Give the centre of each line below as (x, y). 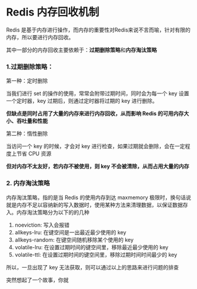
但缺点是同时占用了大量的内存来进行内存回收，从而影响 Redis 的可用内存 (95, 114)
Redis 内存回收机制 (53, 12)
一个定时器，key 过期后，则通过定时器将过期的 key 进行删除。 (82, 101)
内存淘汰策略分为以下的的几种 (53, 212)
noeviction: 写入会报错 (42, 225)
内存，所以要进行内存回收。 (40, 37)
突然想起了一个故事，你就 (37, 279)
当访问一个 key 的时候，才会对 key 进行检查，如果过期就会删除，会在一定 (96, 146)
